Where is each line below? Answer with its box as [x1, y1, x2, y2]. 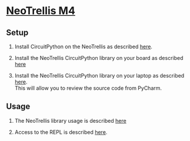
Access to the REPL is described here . [14, 128, 108, 136]
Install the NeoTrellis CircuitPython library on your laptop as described [14, 72, 185, 79]
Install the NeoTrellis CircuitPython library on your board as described [14, 55, 184, 61]
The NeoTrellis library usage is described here [14, 117, 126, 124]
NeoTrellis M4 [6, 4, 75, 18]
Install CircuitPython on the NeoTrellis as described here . [14, 43, 153, 50]
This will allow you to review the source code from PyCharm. [14, 85, 162, 92]
